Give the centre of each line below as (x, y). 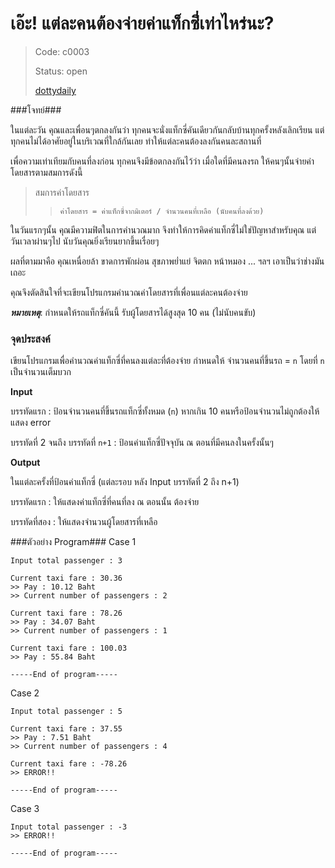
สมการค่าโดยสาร (62, 192)
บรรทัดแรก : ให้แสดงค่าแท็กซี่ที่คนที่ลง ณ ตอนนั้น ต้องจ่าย (105, 502)
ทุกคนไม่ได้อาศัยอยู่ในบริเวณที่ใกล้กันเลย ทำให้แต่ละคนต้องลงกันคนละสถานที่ (136, 141)
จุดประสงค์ (30, 339)
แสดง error (31, 423)
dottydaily (55, 90)
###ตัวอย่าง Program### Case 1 (73, 542)
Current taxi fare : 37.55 (66, 729)
